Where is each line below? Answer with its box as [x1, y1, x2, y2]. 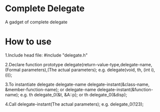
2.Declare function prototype [5, 61, 63, 67]
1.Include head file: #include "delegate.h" [5, 52, 88, 58]
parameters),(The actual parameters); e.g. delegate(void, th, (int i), [21, 67, 155, 73]
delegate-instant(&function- [97, 86, 154, 93]
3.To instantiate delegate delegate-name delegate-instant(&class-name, [5, 81, 150, 87]
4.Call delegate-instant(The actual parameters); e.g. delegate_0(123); [5, 101, 144, 107]
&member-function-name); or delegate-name [5, 86, 97, 93]
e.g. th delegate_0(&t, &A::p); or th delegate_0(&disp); [20, 92, 127, 97]
